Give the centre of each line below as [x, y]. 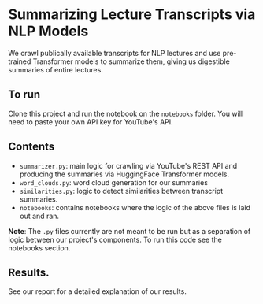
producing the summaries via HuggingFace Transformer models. [124, 174]
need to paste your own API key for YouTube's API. [91, 122]
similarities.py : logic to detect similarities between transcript [121, 191]
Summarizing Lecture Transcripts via [132, 15]
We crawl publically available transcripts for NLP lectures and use [115, 53]
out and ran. [39, 216]
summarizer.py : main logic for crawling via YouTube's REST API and [128, 165]
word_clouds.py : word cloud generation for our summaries [114, 182]
